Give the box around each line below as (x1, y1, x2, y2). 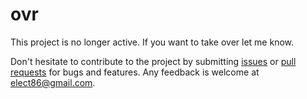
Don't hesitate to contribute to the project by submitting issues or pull (10, 55, 297, 67)
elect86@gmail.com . (10, 76, 96, 88)
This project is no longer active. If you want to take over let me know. (10, 36, 295, 48)
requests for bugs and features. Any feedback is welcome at (10, 66, 260, 78)
